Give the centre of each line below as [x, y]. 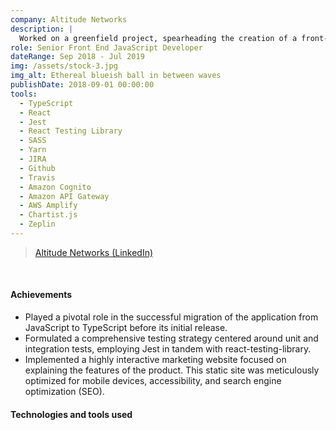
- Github [37, 168]
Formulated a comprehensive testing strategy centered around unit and [171, 338]
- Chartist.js [48, 215]
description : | [42, 29]
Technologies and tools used [71, 414]
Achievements [41, 295]
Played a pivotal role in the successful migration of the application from [171, 317]
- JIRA [33, 159]
